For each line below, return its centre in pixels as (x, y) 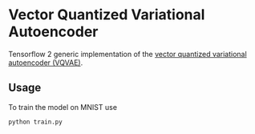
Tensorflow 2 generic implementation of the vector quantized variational (127, 54)
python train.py (35, 122)
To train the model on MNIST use (63, 107)
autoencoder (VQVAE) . (46, 63)
